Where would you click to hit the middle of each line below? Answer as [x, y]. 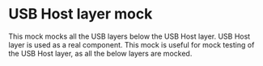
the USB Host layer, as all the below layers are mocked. [100, 53]
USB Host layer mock [81, 14]
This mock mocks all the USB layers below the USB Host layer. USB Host [129, 36]
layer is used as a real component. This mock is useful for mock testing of [131, 44]
